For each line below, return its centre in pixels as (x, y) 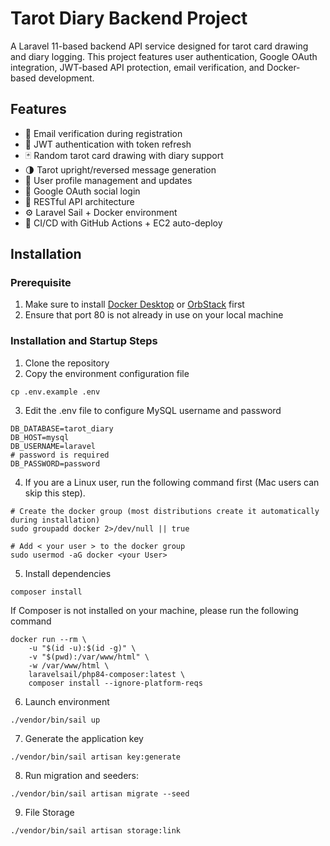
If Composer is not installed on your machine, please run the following (154, 610)
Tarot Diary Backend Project (129, 18)
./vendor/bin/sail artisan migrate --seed (100, 793)
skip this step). (55, 493)
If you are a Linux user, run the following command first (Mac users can (172, 482)
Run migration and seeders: (82, 775)
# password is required (60, 455)
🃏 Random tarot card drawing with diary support (124, 155)
